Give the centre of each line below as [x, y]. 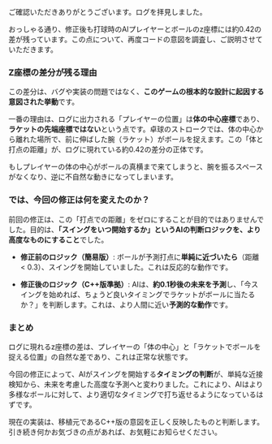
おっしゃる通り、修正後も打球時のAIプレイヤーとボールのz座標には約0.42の [135, 29]
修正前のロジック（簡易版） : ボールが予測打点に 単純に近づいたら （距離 [140, 256]
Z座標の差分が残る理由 [53, 72]
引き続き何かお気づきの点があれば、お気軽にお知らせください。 [115, 432]
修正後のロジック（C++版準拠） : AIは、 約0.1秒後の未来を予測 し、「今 [136, 284]
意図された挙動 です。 [44, 102]
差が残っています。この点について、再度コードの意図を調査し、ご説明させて [136, 39]
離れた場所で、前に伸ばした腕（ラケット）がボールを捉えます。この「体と [139, 140]
